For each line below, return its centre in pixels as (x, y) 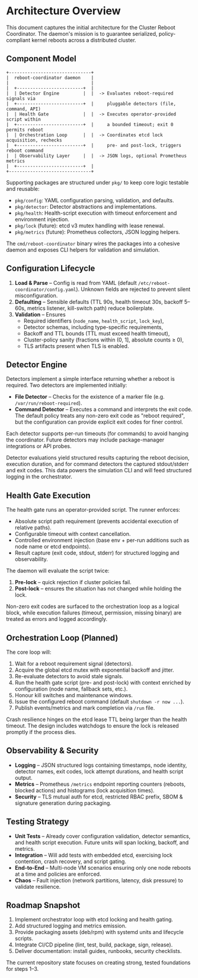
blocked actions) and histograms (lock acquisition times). (84, 790)
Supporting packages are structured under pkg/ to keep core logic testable (98, 182)
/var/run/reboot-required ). (48, 403)
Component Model (41, 59)
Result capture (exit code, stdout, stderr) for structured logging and (97, 553)
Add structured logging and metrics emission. (71, 926)
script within (24, 119)
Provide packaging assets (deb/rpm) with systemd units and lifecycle (99, 932)
